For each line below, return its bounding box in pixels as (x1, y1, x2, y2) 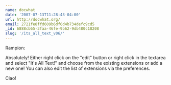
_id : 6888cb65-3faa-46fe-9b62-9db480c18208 (5, 26, 100, 31)
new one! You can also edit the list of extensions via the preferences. (5, 65, 151, 71)
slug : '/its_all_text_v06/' (5, 31, 65, 36)
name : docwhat (5, 7, 36, 13)
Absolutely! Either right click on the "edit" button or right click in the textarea (5, 55, 166, 61)
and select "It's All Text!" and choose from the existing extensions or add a (5, 60, 162, 66)
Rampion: (5, 45, 26, 51)
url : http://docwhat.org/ (5, 17, 60, 22)
